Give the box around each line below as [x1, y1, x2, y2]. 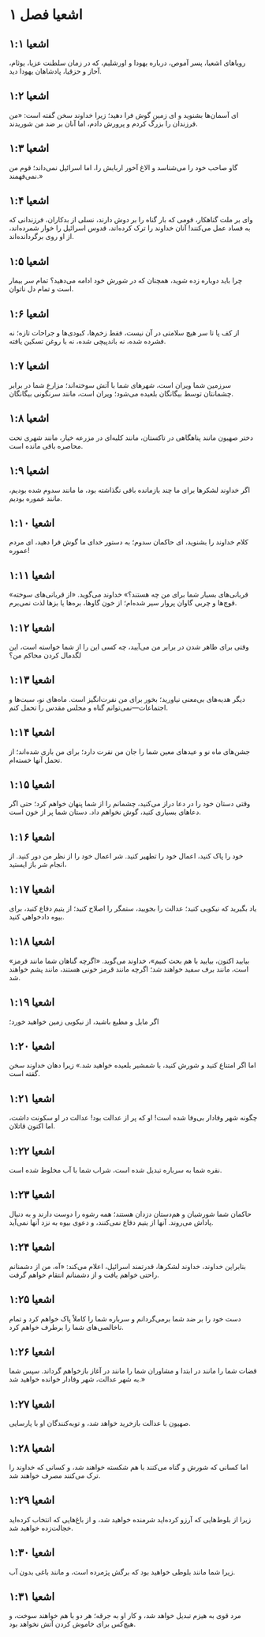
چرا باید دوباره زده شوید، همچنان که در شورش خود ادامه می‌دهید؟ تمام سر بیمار [9, 275, 243, 286]
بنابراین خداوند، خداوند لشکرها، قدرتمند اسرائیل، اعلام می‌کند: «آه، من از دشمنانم [9, 1261, 247, 1271]
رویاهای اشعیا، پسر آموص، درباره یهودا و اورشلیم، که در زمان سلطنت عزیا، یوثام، [9, 58, 246, 67]
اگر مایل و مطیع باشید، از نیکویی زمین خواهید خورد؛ [9, 1017, 159, 1026]
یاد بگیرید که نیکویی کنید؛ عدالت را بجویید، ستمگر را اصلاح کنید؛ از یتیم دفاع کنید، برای [9, 904, 257, 913]
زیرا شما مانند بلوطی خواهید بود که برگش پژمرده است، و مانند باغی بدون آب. [9, 1567, 236, 1576]
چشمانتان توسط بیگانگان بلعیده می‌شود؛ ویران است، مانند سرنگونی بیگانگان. [9, 388, 233, 398]
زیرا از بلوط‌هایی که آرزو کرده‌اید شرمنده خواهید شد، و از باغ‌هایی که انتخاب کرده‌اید [9, 1514, 252, 1524]
